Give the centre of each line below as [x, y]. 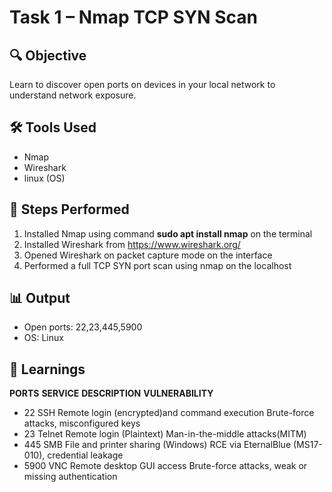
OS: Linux [43, 338]
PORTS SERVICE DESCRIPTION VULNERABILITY [111, 393]
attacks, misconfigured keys [82, 423]
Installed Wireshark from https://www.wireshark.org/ [132, 244]
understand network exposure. [73, 95]
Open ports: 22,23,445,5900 [83, 327]
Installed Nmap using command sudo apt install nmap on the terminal [168, 233]
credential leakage [85, 455]
